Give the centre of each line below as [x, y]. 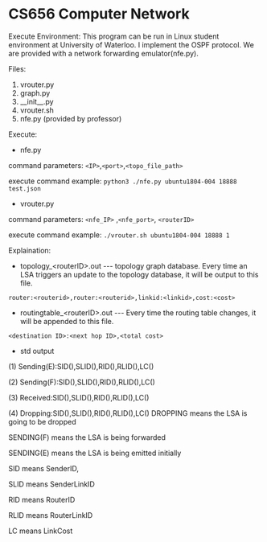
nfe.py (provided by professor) [71, 118]
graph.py [35, 92]
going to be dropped [42, 421]
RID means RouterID [42, 499]
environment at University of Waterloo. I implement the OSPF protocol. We [131, 44]
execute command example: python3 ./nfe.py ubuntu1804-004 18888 [123, 181]
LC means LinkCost [41, 531]
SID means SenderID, [43, 468]
